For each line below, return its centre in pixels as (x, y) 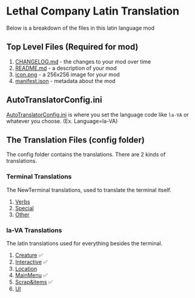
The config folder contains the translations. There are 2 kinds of (86, 154)
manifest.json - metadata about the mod (65, 81)
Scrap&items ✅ (34, 282)
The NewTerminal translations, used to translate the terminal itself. (89, 190)
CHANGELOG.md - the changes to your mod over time (83, 61)
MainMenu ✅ (31, 275)
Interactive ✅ (31, 262)
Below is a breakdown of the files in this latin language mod (80, 28)
